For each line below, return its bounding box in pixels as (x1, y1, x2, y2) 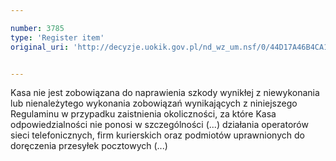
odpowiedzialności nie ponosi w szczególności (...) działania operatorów (10, 119, 309, 131)
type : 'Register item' (10, 32, 105, 43)
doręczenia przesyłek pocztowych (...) (10, 140, 168, 152)
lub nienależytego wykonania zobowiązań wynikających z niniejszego (10, 97, 298, 110)
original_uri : (10, 42, 70, 52)
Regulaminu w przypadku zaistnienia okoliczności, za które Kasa (10, 108, 277, 120)
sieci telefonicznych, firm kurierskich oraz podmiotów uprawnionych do (10, 129, 305, 141)
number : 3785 (10, 23, 65, 33)
